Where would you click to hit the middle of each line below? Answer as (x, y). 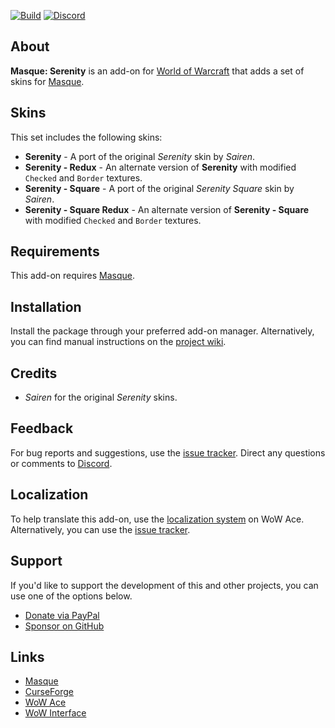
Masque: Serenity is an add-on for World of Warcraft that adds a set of (157, 71)
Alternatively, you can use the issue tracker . (100, 529)
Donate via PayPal (62, 615)
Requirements (55, 251)
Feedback (42, 428)
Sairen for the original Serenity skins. (101, 397)
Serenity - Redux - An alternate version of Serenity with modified (160, 167)
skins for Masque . (47, 81)
